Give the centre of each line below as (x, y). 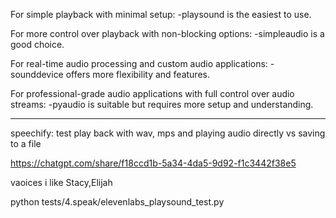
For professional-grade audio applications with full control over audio (152, 93)
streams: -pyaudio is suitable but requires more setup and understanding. (162, 104)
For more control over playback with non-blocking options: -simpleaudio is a (167, 33)
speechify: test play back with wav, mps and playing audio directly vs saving (168, 133)
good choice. (37, 44)
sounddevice (37, 74)
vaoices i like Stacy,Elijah (61, 182)
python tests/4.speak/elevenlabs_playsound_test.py (117, 202)
